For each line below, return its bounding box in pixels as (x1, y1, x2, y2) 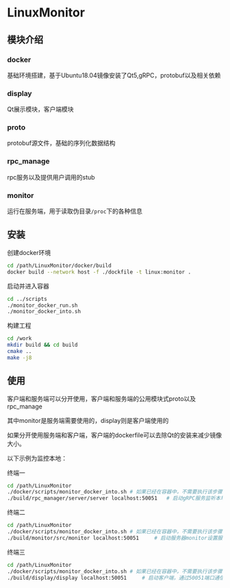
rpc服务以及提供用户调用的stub (7, 173, 95, 181)
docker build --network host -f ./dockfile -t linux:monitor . (7, 269, 192, 275)
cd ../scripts (7, 295, 48, 302)
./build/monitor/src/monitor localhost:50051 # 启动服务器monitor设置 (7, 535, 218, 541)
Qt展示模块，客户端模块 (7, 105, 74, 114)
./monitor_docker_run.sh (7, 302, 78, 309)
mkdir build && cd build (7, 341, 78, 349)
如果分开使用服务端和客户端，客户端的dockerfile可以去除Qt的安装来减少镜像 (7, 430, 222, 439)
